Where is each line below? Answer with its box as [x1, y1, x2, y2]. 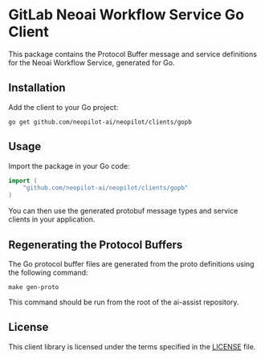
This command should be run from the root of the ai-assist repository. [8, 297, 239, 307]
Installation [8, 81, 66, 95]
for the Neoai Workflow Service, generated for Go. [8, 58, 175, 67]
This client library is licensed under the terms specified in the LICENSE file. [8, 341, 256, 351]
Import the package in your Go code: [8, 161, 130, 170]
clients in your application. [8, 214, 96, 224]
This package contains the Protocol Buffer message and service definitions [8, 49, 257, 59]
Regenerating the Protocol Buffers [8, 238, 183, 251]
